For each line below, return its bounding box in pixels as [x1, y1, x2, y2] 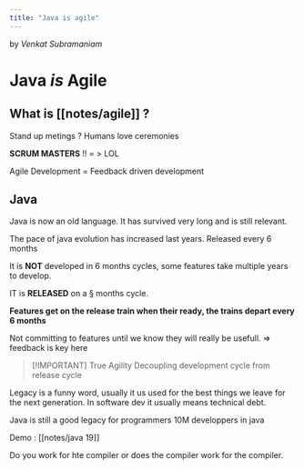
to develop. [9, 270, 52, 282]
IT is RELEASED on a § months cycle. [9, 288, 148, 299]
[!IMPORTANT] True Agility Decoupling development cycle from [31, 360, 270, 371]
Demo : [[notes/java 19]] [9, 433, 100, 444]
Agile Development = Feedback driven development [9, 165, 205, 176]
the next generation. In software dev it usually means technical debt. [9, 397, 267, 408]
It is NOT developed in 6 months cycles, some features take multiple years [9, 261, 289, 272]
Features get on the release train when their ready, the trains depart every [9, 305, 296, 316]
